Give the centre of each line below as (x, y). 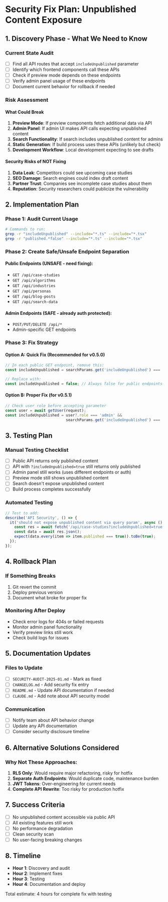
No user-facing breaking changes (47, 840)
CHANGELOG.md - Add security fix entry (51, 684)
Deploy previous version (38, 592)
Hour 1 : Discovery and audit (41, 868)
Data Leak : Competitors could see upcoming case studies (72, 173)
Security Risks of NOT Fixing (36, 161)
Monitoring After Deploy (35, 610)
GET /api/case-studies (36, 275)
